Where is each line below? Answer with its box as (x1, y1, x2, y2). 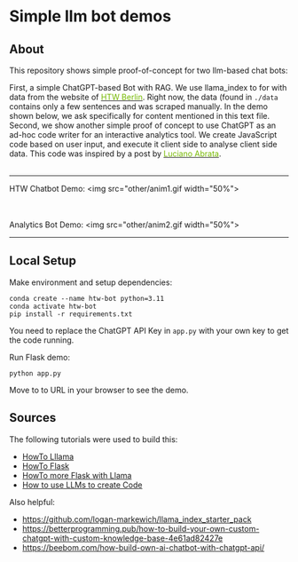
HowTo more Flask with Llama (21, 470, 132, 480)
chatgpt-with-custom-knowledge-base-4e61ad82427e (21, 533, 223, 543)
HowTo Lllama (21, 451, 74, 462)
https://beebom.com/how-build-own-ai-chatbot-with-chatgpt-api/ (21, 542, 265, 552)
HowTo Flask (21, 460, 69, 471)
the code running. (9, 335, 74, 345)
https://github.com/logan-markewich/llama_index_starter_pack (21, 513, 252, 525)
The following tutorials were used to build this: (9, 433, 178, 445)
